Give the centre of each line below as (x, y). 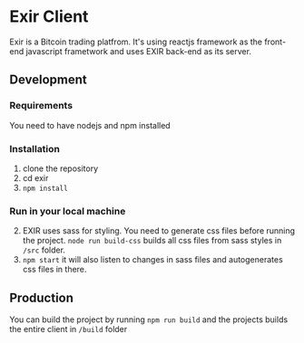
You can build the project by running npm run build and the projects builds (149, 319)
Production (42, 297)
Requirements (41, 106)
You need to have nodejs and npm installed (90, 125)
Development (49, 80)
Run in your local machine (68, 211)
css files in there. (54, 270)
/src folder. (44, 250)
